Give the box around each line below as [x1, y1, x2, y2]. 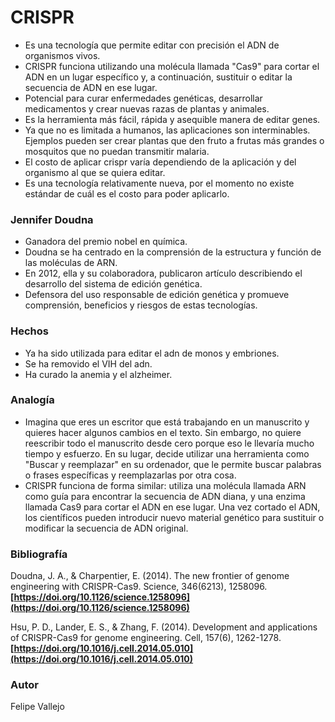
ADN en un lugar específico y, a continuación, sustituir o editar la [24, 71, 293, 83]
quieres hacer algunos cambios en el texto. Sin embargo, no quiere [24, 426, 302, 438]
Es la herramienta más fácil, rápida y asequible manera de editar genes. [24, 113, 321, 125]
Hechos [10, 324, 49, 338]
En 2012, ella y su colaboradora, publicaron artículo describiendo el [24, 267, 303, 280]
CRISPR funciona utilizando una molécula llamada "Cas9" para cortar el [24, 60, 320, 72]
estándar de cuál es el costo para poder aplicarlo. [24, 187, 230, 200]
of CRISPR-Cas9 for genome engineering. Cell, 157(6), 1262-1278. [10, 632, 282, 644]
